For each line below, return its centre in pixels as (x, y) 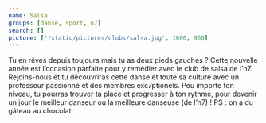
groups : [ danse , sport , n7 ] (55, 23)
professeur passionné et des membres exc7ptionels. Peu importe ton (121, 86)
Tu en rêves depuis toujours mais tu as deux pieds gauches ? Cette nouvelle (133, 60)
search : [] (26, 30)
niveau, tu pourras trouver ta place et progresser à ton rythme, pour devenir (133, 94)
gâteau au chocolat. (41, 111)
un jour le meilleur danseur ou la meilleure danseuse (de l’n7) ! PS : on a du (131, 102)
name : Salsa (28, 15)
